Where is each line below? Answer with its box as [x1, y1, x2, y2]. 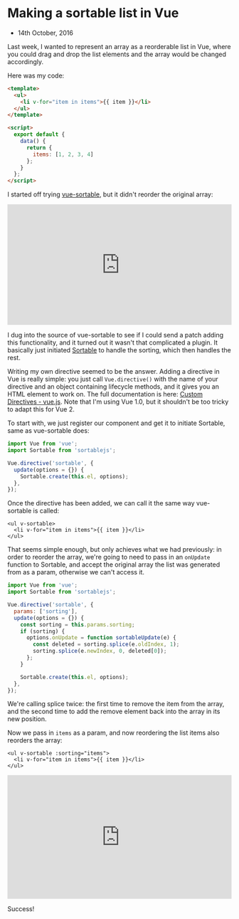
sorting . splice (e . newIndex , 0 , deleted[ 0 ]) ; [33, 648, 167, 655]
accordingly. [7, 57, 44, 65]
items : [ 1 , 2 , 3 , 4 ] [33, 151, 94, 158]
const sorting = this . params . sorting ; [20, 621, 135, 628]
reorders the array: [7, 736, 63, 745]
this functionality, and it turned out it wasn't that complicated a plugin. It [7, 338, 218, 347]
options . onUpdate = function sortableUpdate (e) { [26, 634, 176, 641]
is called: [33, 507, 60, 515]
